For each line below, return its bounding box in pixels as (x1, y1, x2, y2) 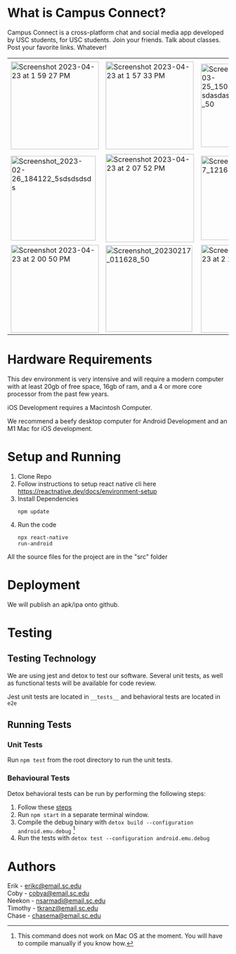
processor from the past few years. (7, 390, 110, 398)
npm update (17, 508, 50, 515)
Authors (7, 859, 56, 875)
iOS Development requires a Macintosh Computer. (7, 403, 152, 411)
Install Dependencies (17, 494, 79, 503)
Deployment (7, 577, 81, 592)
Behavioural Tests (7, 774, 70, 783)
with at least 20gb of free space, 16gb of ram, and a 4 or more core (7, 382, 202, 390)
